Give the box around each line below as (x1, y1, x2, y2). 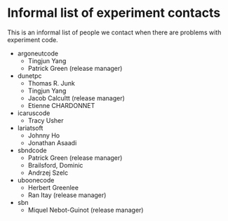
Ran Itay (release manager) (27, 191, 107, 199)
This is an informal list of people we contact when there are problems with (7, 28, 222, 36)
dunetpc (17, 72, 42, 80)
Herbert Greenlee (27, 183, 79, 192)
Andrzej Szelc (27, 168, 69, 177)
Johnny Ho (27, 131, 60, 140)
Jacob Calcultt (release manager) (27, 93, 125, 102)
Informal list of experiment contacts (7, 5, 221, 21)
